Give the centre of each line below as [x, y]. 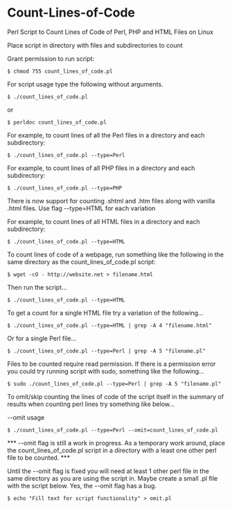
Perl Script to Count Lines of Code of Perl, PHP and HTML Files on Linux [110, 32]
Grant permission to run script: [51, 58]
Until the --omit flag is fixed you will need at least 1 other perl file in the [108, 471]
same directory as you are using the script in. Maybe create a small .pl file [113, 478]
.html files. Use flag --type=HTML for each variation [81, 208]
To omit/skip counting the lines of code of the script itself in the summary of [115, 396]
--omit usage [26, 417]
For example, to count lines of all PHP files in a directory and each [101, 168]
